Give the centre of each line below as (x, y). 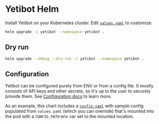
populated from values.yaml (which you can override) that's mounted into (79, 111)
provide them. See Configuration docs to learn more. (59, 96)
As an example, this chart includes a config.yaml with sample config (74, 106)
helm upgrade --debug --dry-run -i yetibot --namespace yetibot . (75, 59)
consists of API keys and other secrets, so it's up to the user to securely (78, 91)
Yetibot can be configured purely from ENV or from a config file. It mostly (79, 86)
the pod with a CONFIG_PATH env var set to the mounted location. (70, 117)
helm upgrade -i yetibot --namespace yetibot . (55, 32)
